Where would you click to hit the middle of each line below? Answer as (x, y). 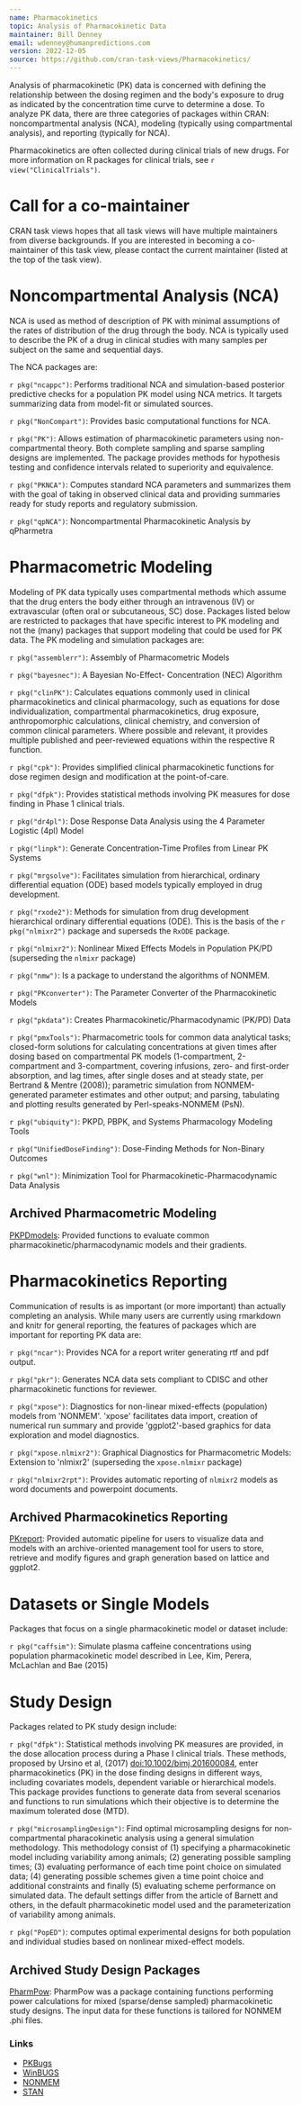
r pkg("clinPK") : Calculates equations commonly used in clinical (129, 692)
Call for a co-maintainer (100, 206)
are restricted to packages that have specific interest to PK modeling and (145, 620)
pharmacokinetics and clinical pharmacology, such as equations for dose (145, 701)
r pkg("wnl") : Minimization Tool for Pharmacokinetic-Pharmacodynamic (143, 1175)
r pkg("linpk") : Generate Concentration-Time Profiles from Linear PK (139, 848)
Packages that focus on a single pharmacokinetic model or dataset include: (149, 1629)
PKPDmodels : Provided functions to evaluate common (109, 1235)
